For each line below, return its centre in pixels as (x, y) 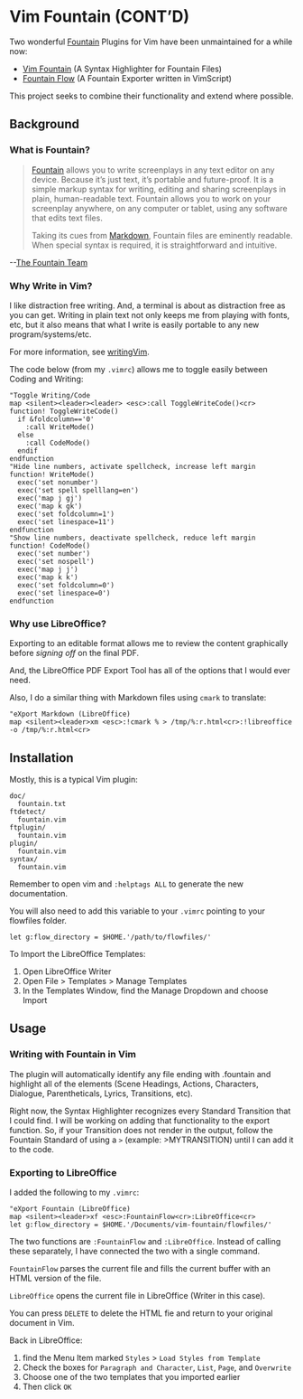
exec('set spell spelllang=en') (78, 490)
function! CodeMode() (50, 545)
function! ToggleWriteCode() (64, 411)
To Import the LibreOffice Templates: (78, 954)
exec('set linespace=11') (66, 521)
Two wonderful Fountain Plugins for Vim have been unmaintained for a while (151, 42)
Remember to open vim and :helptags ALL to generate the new (127, 884)
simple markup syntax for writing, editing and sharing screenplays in (159, 189)
